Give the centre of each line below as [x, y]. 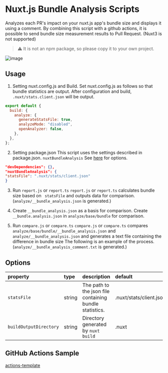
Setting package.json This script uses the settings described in [77, 152]
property [18, 277]
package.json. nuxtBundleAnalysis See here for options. [70, 158]
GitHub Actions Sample [42, 353]
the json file [96, 291]
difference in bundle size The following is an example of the [74, 242]
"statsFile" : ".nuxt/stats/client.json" [48, 176]
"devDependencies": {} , [30, 167]
